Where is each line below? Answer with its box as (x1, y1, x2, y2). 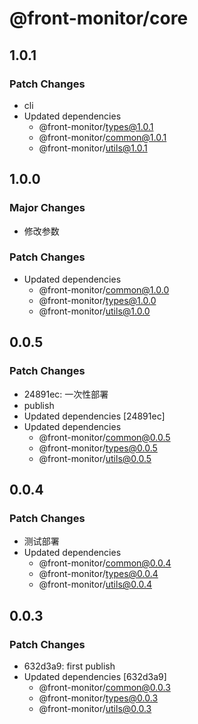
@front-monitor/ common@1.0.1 (38, 131, 167, 143)
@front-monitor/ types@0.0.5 (38, 442, 158, 454)
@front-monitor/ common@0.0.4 (38, 557, 172, 569)
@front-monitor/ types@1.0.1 (38, 120, 154, 132)
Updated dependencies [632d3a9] (23, 670, 167, 682)
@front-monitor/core (9, 7, 189, 30)
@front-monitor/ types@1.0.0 (38, 294, 157, 306)
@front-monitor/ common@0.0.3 (38, 681, 171, 693)
